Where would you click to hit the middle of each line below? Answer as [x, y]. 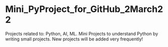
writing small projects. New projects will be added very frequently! [74, 39]
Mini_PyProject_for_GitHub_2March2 [84, 9]
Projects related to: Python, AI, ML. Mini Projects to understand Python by [82, 33]
